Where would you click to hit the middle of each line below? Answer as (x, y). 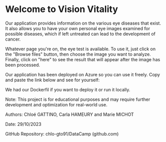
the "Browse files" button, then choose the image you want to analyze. (78, 54)
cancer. (13, 39)
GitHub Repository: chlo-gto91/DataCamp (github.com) (62, 133)
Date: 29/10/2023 (23, 124)
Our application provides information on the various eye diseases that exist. (83, 23)
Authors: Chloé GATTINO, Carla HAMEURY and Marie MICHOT (70, 114)
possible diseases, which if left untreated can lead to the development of (80, 34)
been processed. (23, 65)
